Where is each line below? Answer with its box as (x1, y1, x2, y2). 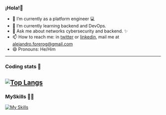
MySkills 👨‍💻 (5, 93, 35, 100)
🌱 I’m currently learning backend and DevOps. (12, 23, 106, 29)
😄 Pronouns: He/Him (12, 46, 56, 52)
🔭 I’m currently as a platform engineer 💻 (12, 16, 95, 22)
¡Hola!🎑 (5, 4, 23, 11)
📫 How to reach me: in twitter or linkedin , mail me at (12, 34, 120, 40)
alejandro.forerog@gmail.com (12, 41, 73, 47)
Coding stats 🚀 (5, 63, 41, 70)
